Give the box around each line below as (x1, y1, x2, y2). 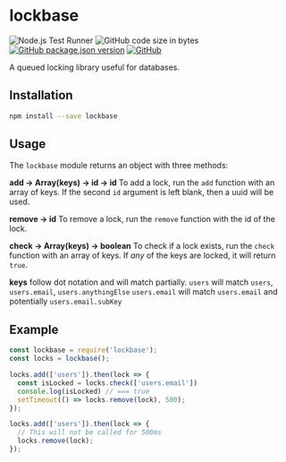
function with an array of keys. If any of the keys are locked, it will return (9, 250, 276, 261)
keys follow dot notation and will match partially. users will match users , (9, 277, 273, 287)
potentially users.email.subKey (9, 296, 122, 307)
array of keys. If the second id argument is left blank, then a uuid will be (9, 187, 274, 198)
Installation (9, 88, 73, 103)
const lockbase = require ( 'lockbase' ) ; (9, 346, 158, 355)
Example (9, 321, 59, 337)
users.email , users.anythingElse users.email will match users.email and (9, 287, 278, 297)
